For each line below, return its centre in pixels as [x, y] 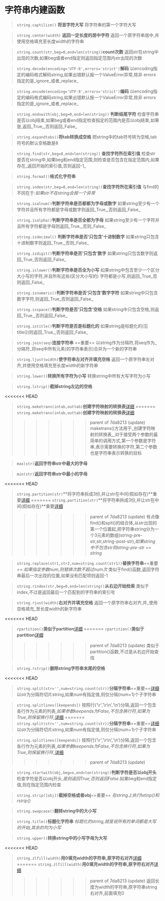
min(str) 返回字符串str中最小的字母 [52, 474]
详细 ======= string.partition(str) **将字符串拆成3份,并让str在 [88, 500]
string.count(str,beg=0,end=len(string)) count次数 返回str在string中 [88, 52]
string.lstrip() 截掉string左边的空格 [55, 386]
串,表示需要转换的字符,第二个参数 [124, 447]
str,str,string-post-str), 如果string [123, 541]
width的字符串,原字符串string [128, 887]
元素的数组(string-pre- [120, 535]
